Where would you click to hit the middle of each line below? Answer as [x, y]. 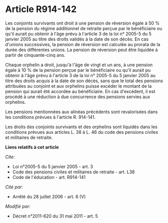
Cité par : [14, 187]
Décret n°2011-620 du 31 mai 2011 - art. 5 [55, 216]
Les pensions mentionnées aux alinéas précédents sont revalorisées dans [81, 112]
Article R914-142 [41, 9]
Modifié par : [18, 206]
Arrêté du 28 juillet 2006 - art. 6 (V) [49, 196]
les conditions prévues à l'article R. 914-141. [50, 117]
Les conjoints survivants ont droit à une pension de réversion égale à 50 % [82, 23]
